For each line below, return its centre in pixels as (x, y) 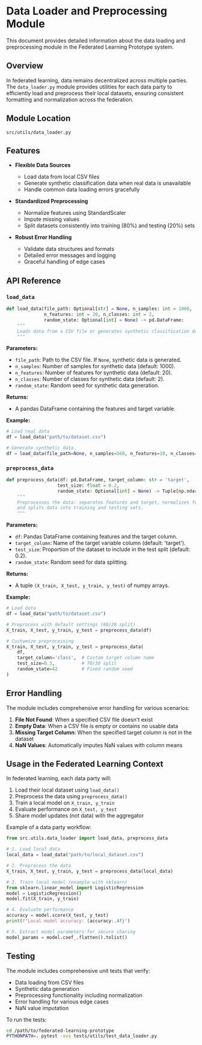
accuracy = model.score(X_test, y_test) (58, 916)
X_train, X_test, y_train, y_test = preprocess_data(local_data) (90, 871)
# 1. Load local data (33, 849)
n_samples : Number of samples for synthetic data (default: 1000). (95, 366)
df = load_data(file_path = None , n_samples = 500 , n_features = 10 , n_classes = (102, 453)
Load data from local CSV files (62, 177)
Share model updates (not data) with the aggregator (79, 816)
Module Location (38, 119)
